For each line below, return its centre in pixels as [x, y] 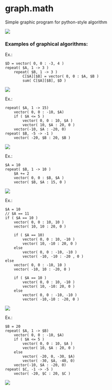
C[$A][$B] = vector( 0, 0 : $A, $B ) [61, 76]
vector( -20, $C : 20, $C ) [42, 374]
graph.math [29, 9]
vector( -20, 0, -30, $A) [49, 357]
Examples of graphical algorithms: [47, 44]
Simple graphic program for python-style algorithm [56, 22]
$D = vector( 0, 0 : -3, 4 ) [35, 64]
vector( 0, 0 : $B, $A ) [39, 178]
